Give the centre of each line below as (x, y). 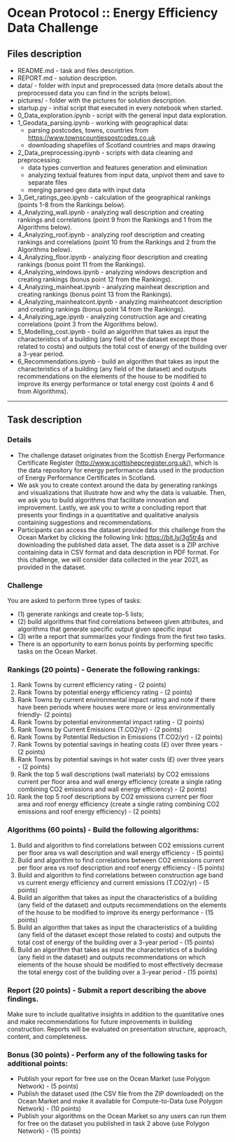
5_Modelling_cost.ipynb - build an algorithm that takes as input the (113, 332)
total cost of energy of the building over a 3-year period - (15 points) (116, 942)
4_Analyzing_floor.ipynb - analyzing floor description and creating (112, 257)
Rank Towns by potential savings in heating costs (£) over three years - (120, 745)
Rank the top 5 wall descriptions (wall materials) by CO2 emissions (113, 774)
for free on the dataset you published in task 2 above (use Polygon (113, 1124)
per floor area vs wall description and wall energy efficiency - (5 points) (121, 852)
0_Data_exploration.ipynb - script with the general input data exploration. (122, 115)
